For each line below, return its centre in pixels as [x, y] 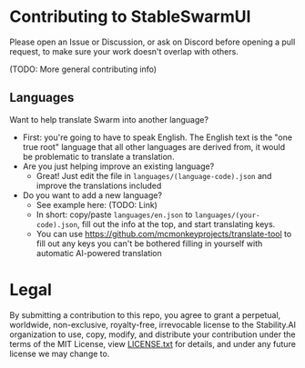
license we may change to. [60, 353]
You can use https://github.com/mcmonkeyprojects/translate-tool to [164, 234]
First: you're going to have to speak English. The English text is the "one [158, 137]
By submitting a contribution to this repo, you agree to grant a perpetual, [145, 314]
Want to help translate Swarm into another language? [109, 119]
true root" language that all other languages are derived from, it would [153, 146]
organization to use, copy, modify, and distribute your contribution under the [152, 334]
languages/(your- [227, 215]
